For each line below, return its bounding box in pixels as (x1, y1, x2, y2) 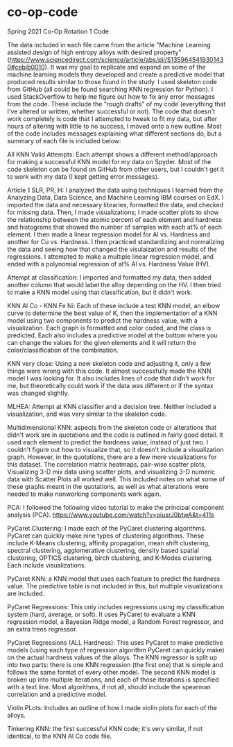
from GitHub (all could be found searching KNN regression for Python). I (7, 85, 214, 93)
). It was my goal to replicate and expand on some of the (44, 63, 206, 71)
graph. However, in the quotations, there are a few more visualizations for (7, 453, 217, 461)
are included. (7, 589, 45, 597)
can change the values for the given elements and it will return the (7, 338, 196, 346)
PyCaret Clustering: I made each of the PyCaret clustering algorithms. (7, 524, 207, 532)
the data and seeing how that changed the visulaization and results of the (7, 245, 217, 253)
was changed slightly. (7, 389, 69, 397)
